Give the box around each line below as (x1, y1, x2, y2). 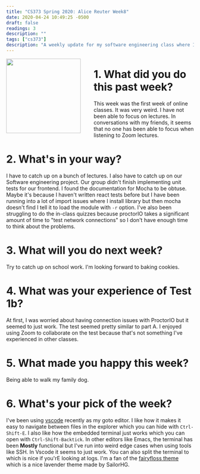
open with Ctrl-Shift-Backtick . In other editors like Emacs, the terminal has (6, 435, 193, 442)
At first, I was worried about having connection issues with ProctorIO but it (6, 316, 189, 323)
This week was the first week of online (93, 99, 189, 107)
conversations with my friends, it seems (93, 118, 192, 126)
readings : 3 (6, 25, 36, 32)
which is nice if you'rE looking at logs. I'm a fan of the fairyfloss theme (6, 454, 179, 461)
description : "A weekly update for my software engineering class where (6, 42, 190, 48)
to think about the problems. (6, 223, 76, 230)
